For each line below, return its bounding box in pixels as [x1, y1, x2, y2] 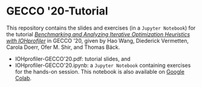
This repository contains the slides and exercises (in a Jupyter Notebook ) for [6, 24, 196, 31]
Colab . [15, 74, 32, 82]
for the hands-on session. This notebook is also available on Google [15, 68, 184, 75]
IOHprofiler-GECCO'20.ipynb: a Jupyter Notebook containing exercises [15, 62, 191, 69]
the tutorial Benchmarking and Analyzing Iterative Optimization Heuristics [6, 30, 191, 37]
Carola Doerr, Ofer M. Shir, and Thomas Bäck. [6, 43, 120, 51]
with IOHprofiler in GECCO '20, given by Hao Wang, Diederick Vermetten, [6, 37, 189, 44]
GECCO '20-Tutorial [6, 4, 108, 18]
